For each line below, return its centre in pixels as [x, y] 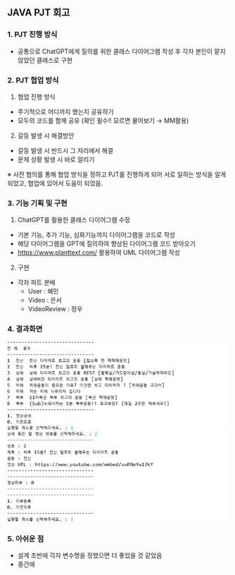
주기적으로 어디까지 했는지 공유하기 [65, 111]
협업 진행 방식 [36, 97]
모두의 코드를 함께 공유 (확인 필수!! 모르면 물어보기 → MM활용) [103, 120]
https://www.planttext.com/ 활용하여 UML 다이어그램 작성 [99, 253]
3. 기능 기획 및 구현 [38, 203]
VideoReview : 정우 [55, 309]
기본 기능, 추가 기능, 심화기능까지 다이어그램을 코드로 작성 [96, 235]
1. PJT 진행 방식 [32, 35]
